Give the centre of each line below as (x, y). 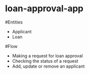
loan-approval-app (44, 9)
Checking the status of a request (45, 61)
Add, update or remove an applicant (48, 66)
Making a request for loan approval (47, 56)
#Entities (14, 22)
